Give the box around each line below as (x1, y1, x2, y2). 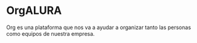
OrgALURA (6, 4, 62, 18)
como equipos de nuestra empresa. (6, 30, 95, 37)
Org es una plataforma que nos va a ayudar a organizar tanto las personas (6, 24, 192, 31)
